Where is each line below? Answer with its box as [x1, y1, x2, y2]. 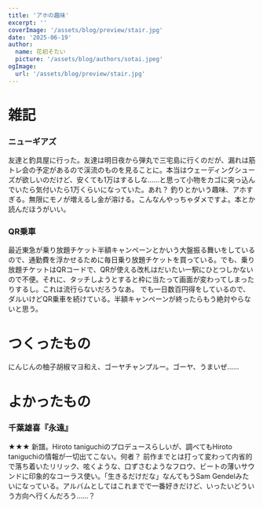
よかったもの [8, 393, 92, 411]
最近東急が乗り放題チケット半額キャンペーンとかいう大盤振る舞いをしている [8, 245, 255, 255]
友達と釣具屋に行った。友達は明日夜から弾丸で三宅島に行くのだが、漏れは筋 [8, 155, 256, 165]
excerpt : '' [8, 19, 47, 27]
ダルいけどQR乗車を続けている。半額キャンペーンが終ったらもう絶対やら [8, 294, 245, 304]
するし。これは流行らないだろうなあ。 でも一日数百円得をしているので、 [14, 284, 250, 294]
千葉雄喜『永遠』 [8, 422, 73, 433]
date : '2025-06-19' [8, 33, 72, 42]
